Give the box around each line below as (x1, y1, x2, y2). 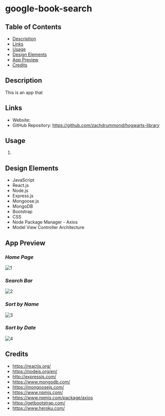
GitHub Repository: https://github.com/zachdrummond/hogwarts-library (12, 122, 160, 128)
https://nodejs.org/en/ (12, 368, 58, 374)
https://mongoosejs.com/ (12, 384, 64, 390)
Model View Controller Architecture (12, 225, 85, 231)
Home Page (5, 253, 34, 260)
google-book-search (5, 3, 93, 14)
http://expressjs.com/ (12, 373, 56, 379)
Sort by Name (5, 301, 39, 308)
